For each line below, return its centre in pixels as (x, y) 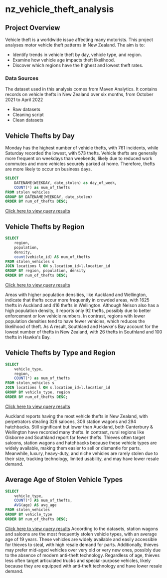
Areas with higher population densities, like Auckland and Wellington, (76, 295)
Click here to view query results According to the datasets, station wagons (82, 528)
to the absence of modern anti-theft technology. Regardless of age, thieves (83, 555)
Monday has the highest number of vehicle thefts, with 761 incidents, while (82, 148)
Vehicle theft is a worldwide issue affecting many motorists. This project (79, 39)
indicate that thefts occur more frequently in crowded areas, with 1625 (77, 300)
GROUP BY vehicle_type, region (38, 392)
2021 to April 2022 (24, 100)
